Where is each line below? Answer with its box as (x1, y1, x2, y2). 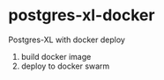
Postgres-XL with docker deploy (8, 34, 125, 45)
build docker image (20, 51, 92, 62)
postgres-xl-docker (8, 5, 155, 25)
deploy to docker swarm (20, 61, 110, 71)
